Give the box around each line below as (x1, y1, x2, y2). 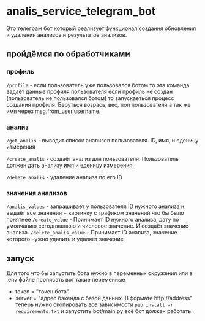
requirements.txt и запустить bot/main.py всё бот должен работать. (15, 307, 193, 315)
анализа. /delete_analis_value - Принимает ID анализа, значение (6, 229, 177, 236)
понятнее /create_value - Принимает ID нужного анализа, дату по (6, 216, 179, 223)
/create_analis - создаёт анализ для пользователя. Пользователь (6, 155, 179, 162)
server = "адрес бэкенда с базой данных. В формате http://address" (15, 295, 193, 302)
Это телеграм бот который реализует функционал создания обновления (6, 25, 196, 32)
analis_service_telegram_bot (6, 4, 156, 18)
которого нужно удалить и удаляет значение (6, 235, 124, 243)
